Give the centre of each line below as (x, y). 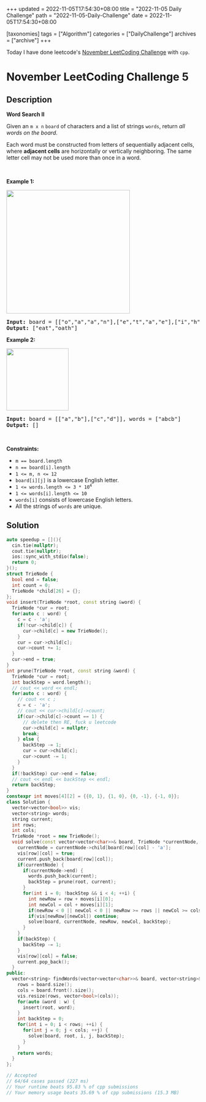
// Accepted (21, 1076)
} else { (29, 739)
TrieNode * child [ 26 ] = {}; (46, 591)
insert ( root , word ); (49, 1008)
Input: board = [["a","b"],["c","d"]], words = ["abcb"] (94, 419)
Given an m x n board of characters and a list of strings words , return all (96, 126)
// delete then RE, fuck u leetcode (69, 722)
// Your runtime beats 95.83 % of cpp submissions (72, 1087)
